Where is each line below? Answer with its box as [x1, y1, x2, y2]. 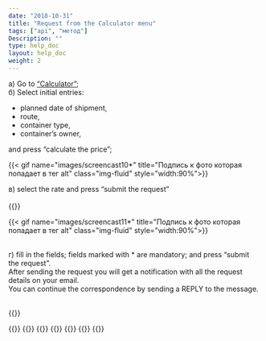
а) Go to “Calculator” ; [8, 78, 79, 89]
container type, [19, 120, 71, 130]
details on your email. [8, 275, 80, 285]
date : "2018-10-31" [8, 11, 74, 20]
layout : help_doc [8, 49, 67, 57]
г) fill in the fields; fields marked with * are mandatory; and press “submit [8, 249, 250, 259]
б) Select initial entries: [8, 87, 84, 97]
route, [19, 111, 40, 121]
